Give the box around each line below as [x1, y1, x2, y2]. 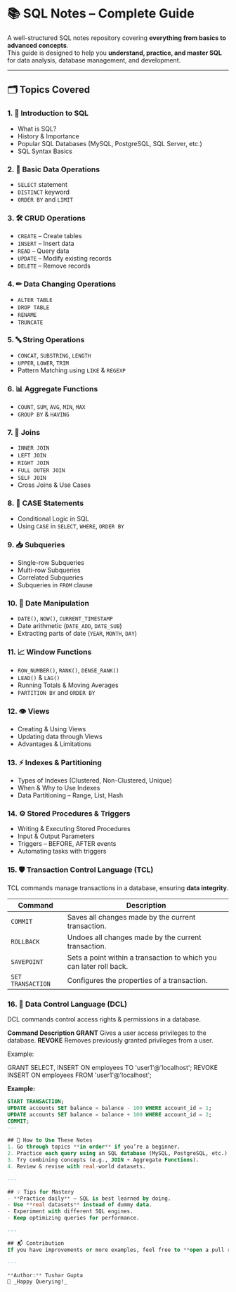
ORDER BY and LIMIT [17, 195, 74, 204]
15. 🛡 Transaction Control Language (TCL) [7, 865, 154, 875]
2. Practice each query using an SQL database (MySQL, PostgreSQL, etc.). [7, 1150, 231, 1157]
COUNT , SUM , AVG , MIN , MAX [17, 403, 86, 411]
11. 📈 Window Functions [7, 647, 92, 657]
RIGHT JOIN [17, 459, 50, 467]
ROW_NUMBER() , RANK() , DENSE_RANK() [17, 665, 119, 674]
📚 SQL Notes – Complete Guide [7, 6, 195, 22]
